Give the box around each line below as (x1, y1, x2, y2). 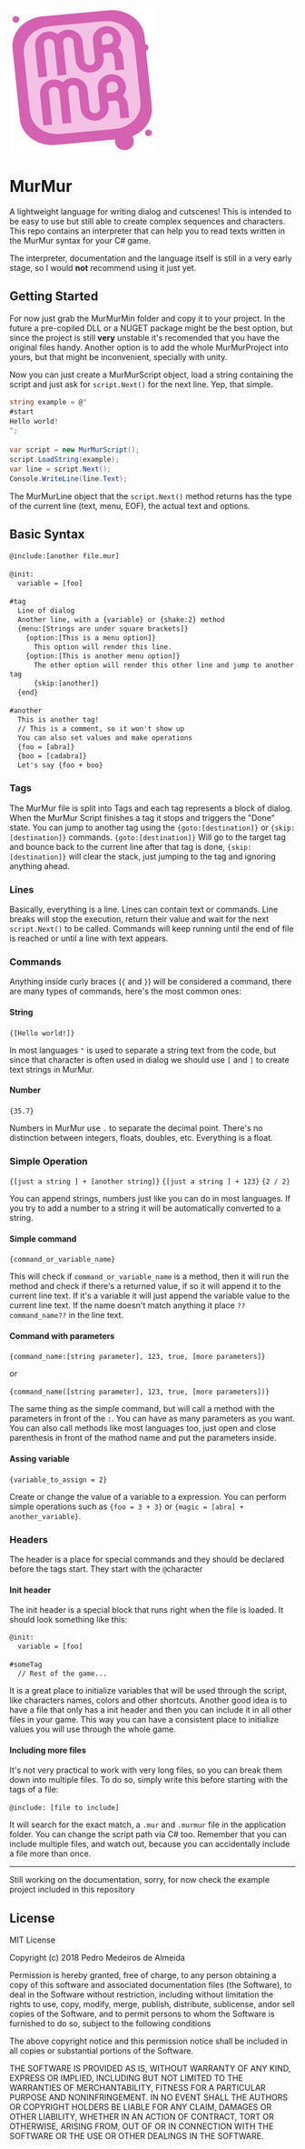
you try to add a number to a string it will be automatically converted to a (9, 1203, 281, 1214)
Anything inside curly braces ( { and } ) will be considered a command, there (9, 976, 292, 987)
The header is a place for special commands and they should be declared (9, 1554, 285, 1564)
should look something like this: (9, 1614, 128, 1625)
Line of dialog (17, 606, 75, 615)
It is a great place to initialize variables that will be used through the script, (9, 1685, 288, 1696)
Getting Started (9, 289, 99, 305)
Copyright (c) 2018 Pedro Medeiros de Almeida (9, 1953, 186, 1964)
